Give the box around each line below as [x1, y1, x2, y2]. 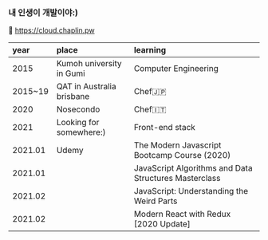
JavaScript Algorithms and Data [133, 163, 253, 174]
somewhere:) [56, 127, 106, 138]
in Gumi [56, 68, 85, 79]
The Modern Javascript [133, 140, 222, 151]
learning [133, 45, 167, 56]
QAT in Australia [56, 81, 117, 92]
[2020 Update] [133, 218, 191, 230]
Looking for [56, 117, 100, 128]
